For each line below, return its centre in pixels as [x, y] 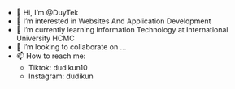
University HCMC [45, 38]
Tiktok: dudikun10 [58, 68]
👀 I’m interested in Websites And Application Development [113, 21]
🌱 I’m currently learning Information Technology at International [122, 30]
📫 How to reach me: [51, 56]
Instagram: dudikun [61, 76]
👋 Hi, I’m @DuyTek [47, 13]
